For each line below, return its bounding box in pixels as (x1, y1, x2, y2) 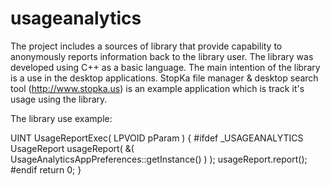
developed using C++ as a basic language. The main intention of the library (10, 61, 321, 73)
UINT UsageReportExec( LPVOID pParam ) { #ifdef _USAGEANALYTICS (10, 132, 304, 144)
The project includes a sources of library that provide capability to (10, 40, 283, 52)
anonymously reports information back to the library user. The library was (10, 50, 314, 62)
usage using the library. (10, 93, 108, 105)
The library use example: (10, 112, 113, 124)
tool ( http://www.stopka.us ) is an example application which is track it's (10, 82, 305, 94)
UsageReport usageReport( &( (10, 142, 135, 154)
